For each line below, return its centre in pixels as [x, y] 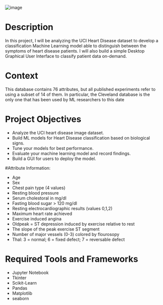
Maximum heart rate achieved [42, 214]
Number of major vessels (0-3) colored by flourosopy [66, 234]
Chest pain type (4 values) [39, 188]
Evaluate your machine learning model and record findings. [71, 153]
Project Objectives [43, 119]
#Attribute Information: [28, 168]
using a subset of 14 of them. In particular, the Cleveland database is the [77, 94]
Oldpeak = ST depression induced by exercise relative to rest [73, 224]
